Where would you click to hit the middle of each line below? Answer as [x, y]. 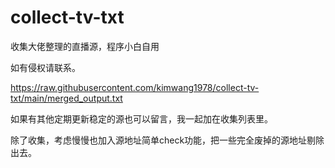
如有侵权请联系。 [45, 67]
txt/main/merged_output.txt [66, 98]
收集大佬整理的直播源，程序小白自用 [85, 46]
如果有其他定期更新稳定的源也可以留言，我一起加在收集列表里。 [141, 118]
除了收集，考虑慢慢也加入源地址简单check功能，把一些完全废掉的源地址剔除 [167, 140]
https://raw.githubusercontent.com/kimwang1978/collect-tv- [135, 87]
